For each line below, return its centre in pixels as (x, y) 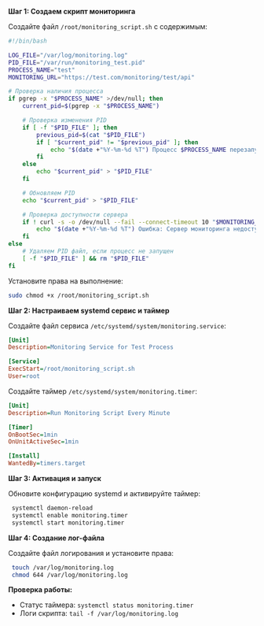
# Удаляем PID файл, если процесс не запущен (98, 251)
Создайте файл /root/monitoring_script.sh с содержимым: (108, 26)
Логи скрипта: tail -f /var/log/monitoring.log (99, 613)
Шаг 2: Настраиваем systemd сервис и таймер (89, 310)
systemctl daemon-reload (52, 508)
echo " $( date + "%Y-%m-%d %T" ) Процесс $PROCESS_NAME (138, 150)
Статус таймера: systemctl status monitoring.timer (106, 605)
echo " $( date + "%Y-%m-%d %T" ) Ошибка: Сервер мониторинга (133, 229)
